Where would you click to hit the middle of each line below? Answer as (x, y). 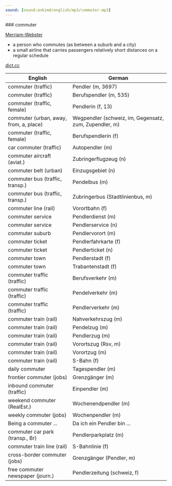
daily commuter (27, 369)
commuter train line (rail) (38, 446)
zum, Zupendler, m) (96, 124)
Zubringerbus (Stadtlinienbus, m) (112, 197)
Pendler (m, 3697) (95, 87)
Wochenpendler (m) (97, 415)
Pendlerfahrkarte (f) (96, 241)
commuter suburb (29, 233)
